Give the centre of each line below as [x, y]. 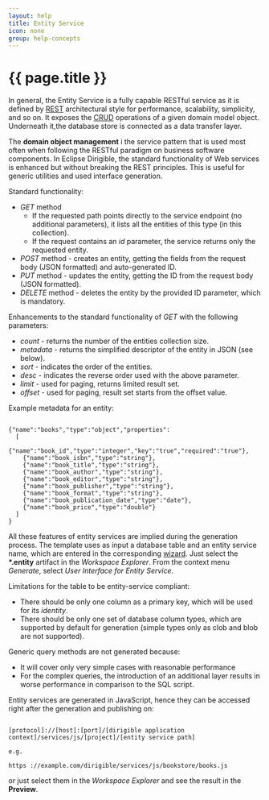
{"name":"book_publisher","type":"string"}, [98, 487]
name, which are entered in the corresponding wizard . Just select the [123, 553]
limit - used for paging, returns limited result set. [100, 384]
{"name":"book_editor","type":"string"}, [93, 479]
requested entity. [60, 250]
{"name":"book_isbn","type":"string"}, [90, 458]
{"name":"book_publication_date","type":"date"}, [108, 500]
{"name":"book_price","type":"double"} [90, 508]
